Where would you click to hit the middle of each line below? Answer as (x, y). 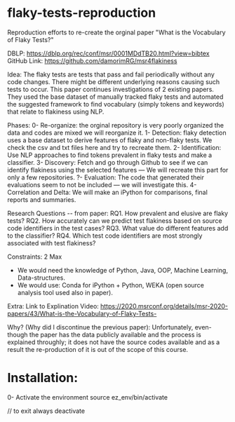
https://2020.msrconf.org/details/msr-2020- (164, 306)
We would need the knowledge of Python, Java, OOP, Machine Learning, (122, 270)
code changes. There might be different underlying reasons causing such (114, 81)
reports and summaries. (42, 199)
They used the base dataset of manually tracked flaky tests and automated (115, 97)
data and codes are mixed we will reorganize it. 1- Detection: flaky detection (117, 132)
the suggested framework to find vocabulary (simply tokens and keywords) (116, 104)
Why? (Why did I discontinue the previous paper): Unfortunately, (100, 327)
